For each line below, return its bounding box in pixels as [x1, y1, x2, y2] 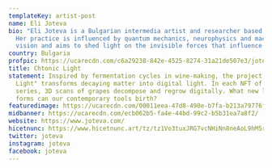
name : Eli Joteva [8, 19, 67, 27]
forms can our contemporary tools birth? [15, 94, 158, 103]
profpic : [8, 57, 38, 65]
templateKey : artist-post [8, 11, 96, 20]
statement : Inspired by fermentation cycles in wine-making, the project [8, 72, 263, 80]
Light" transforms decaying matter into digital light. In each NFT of [15, 79, 263, 87]
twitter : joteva [8, 132, 63, 140]
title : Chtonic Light [8, 65, 82, 73]
